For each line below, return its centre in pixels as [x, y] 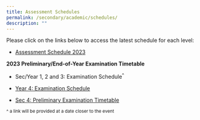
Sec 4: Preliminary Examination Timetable [67, 100]
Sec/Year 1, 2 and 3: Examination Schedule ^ [69, 76]
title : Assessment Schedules [43, 12]
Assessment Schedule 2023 [50, 52]
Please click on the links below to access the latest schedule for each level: [100, 41]
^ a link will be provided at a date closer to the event [60, 112]
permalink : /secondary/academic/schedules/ [62, 18]
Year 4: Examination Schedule [52, 88]
